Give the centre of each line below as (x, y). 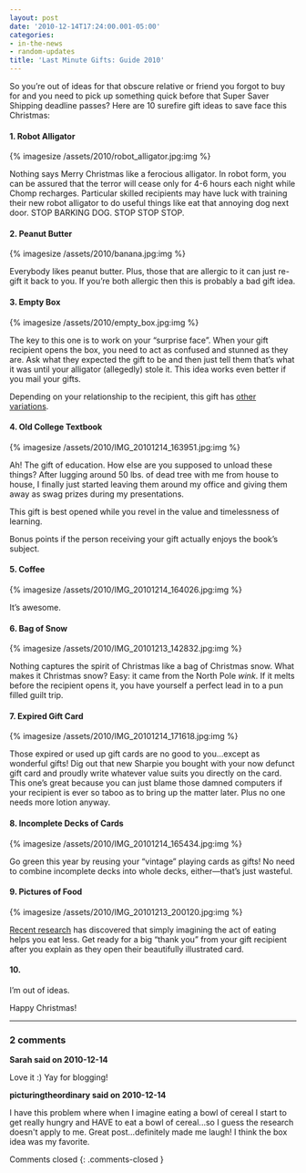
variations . (29, 406)
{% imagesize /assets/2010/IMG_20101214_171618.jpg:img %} (124, 736)
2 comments (38, 1040)
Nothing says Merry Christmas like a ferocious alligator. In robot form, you (148, 174)
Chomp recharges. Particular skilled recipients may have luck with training (148, 193)
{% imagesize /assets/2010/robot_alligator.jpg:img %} (110, 157)
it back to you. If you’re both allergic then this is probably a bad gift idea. (160, 281)
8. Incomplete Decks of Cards (67, 823)
